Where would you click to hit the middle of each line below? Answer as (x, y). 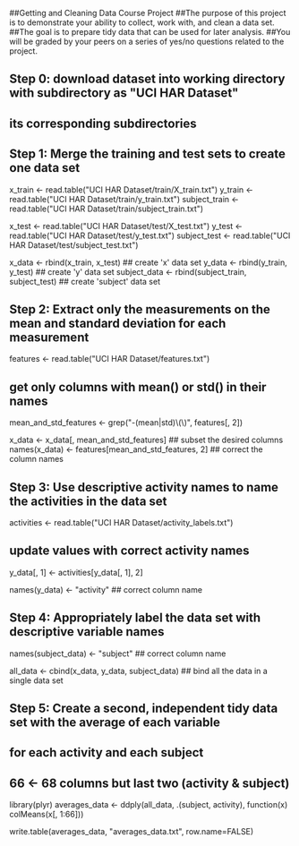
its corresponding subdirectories (103, 123)
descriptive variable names (87, 632)
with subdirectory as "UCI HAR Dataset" (124, 93)
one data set (45, 168)
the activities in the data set (88, 501)
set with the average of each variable (115, 723)
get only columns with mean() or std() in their (138, 387)
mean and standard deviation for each (118, 323)
